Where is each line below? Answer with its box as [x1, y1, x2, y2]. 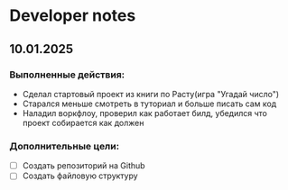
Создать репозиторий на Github [22, 160, 146, 171]
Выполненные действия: [9, 68, 125, 81]
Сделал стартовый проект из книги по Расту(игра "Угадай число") [22, 88, 280, 99]
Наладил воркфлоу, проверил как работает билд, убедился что [22, 107, 268, 118]
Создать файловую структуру [22, 170, 138, 181]
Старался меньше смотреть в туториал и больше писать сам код [22, 98, 277, 109]
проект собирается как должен [22, 117, 144, 128]
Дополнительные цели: [9, 140, 120, 152]
